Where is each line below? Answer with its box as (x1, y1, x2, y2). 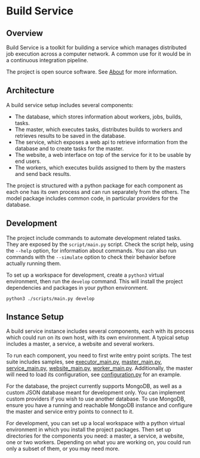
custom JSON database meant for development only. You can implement (6, 389, 185, 396)
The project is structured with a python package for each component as (6, 181, 183, 189)
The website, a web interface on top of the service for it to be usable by (14, 151, 192, 158)
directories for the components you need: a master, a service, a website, (6, 432, 184, 439)
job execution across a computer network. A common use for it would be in (6, 50, 191, 57)
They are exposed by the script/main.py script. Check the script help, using (6, 241, 194, 248)
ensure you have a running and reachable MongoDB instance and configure (6, 402, 193, 409)
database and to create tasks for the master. (14, 145, 124, 152)
